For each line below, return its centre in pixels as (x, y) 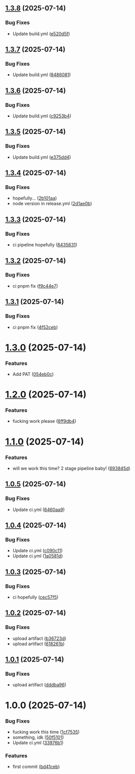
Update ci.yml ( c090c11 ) (38, 551)
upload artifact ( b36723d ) (39, 638)
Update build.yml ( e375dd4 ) (42, 157)
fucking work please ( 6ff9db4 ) (44, 421)
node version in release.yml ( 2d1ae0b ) (52, 204)
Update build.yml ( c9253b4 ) (42, 116)
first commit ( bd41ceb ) (36, 767)
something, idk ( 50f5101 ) (38, 737)
